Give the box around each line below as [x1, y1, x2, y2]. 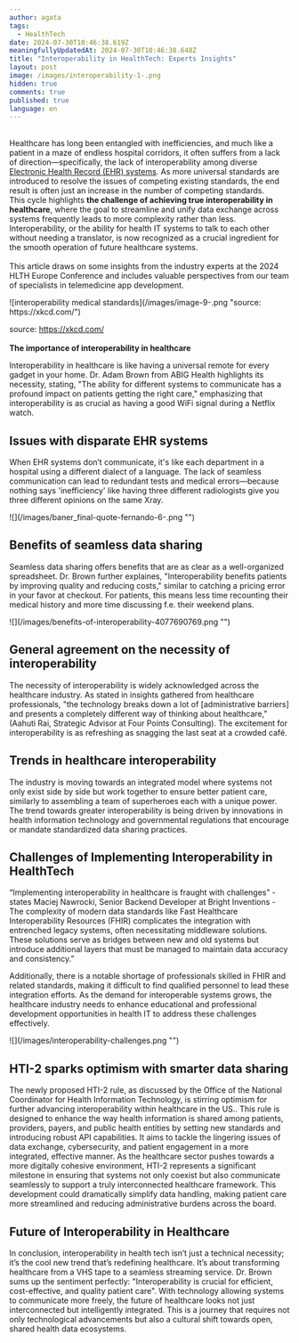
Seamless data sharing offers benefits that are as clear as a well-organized [9, 561, 285, 572]
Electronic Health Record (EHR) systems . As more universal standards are [9, 167, 280, 177]
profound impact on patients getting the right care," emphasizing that [9, 388, 263, 399]
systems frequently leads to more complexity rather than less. [9, 214, 237, 224]
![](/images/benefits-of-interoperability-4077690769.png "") [9, 616, 231, 627]
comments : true [9, 87, 66, 96]
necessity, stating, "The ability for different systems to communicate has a [9, 379, 282, 390]
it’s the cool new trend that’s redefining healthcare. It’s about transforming [9, 1257, 280, 1267]
